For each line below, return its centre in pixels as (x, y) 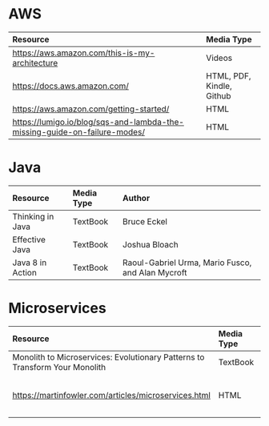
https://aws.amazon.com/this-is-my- (84, 53)
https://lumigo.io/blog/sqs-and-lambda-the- (98, 122)
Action (25, 272)
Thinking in (33, 216)
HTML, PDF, (229, 75)
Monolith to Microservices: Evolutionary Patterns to (108, 357)
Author (137, 198)
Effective (29, 239)
